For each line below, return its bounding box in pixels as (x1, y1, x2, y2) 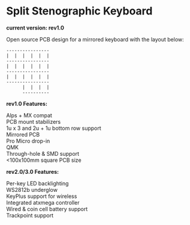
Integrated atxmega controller (6, 199, 80, 206)
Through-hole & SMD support (6, 150, 80, 157)
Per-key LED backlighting (6, 179, 69, 187)
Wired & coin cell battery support (6, 205, 88, 212)
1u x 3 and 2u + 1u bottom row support (6, 125, 102, 132)
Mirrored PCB (6, 131, 40, 138)
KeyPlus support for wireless (6, 193, 77, 200)
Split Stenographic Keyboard (6, 4, 153, 18)
